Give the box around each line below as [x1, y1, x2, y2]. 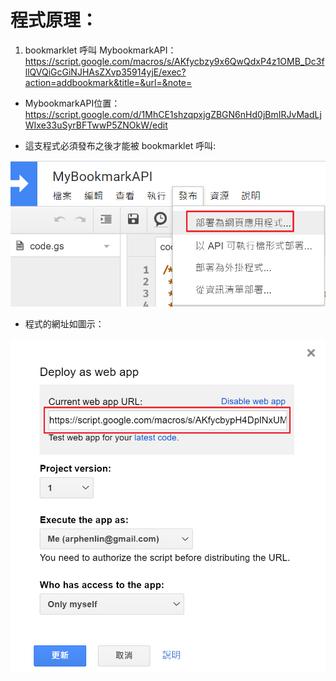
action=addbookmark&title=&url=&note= [24, 76, 193, 88]
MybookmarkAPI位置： [24, 97, 121, 109]
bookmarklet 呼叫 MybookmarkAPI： [24, 44, 177, 56]
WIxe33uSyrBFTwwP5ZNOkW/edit [24, 119, 168, 131]
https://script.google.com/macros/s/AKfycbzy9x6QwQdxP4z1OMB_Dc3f [24, 55, 325, 67]
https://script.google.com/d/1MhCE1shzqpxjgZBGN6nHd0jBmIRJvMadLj [24, 108, 322, 120]
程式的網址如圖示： [24, 318, 105, 330]
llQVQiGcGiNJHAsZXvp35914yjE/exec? [24, 66, 187, 78]
